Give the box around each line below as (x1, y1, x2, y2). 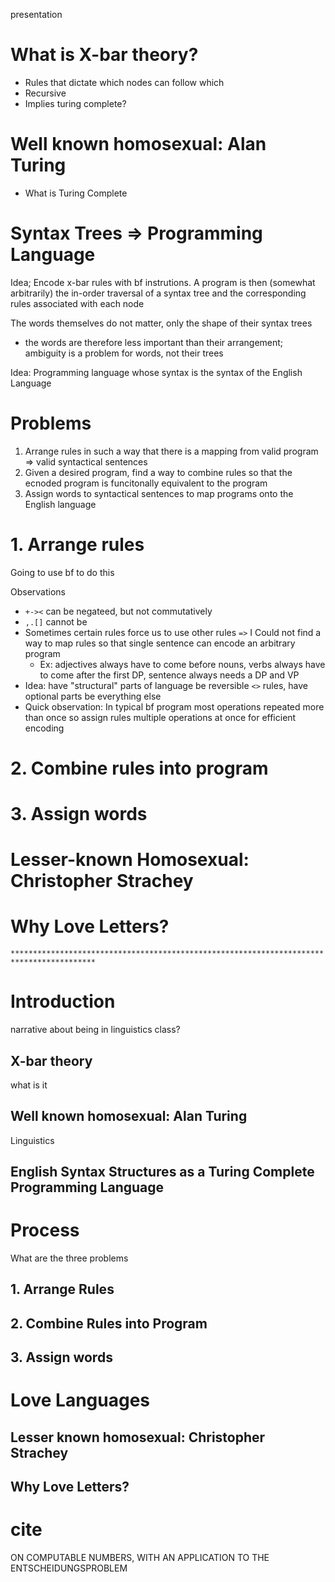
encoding (24, 722, 65, 734)
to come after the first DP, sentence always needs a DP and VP (39, 669, 300, 681)
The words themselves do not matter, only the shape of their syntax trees (10, 317, 313, 329)
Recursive (24, 87, 67, 99)
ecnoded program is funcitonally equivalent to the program (24, 477, 268, 489)
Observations (10, 585, 67, 598)
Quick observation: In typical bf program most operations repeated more (24, 700, 325, 713)
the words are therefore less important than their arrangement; (24, 336, 284, 348)
